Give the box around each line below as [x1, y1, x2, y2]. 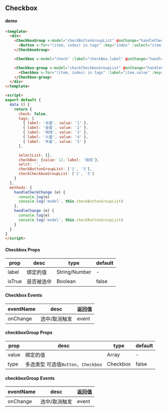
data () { [9, 102, 30, 107]
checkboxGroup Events [5, 375, 55, 381]
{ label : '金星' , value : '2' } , [23, 125, 88, 130]
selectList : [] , [18, 153, 52, 158]
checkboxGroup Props [5, 329, 53, 335]
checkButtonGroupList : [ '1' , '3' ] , [18, 167, 92, 172]
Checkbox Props [5, 246, 41, 253]
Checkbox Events [5, 292, 42, 298]
